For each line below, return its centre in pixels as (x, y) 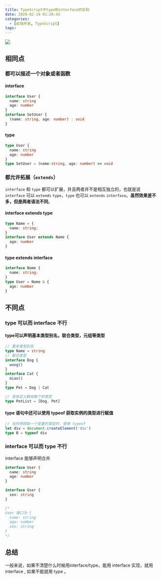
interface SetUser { (26, 115)
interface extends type (29, 213)
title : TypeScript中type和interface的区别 (47, 10)
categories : (17, 19)
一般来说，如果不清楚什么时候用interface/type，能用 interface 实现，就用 (79, 565)
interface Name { (23, 268)
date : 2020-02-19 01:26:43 (33, 14)
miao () (16, 379)
